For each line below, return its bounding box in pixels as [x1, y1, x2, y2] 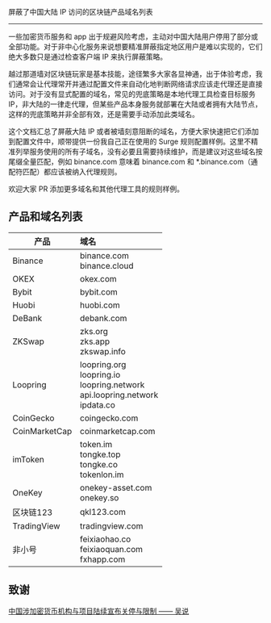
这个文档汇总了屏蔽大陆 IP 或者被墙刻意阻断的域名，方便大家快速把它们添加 [8, 127, 260, 136]
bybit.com [79, 286, 119, 297]
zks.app [79, 336, 110, 347]
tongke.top [79, 449, 121, 460]
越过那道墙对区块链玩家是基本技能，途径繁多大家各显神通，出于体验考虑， [8, 69, 256, 78]
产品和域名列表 [8, 210, 83, 224]
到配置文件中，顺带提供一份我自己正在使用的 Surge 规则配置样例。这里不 [8, 136, 252, 146]
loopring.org [79, 358, 127, 370]
